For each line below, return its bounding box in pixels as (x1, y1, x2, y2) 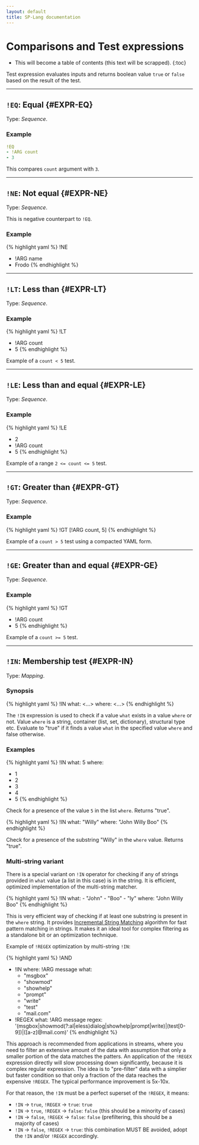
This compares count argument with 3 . (6, 165, 99, 172)
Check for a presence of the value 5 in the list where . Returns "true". (6, 807, 171, 814)
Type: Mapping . (6, 672, 45, 679)
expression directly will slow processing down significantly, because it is (6, 1059, 183, 1066)
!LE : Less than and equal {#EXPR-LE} (6, 380, 146, 390)
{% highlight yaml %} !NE (6, 243, 68, 251)
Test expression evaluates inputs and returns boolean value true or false (6, 70, 185, 78)
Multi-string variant (6, 857, 64, 865)
